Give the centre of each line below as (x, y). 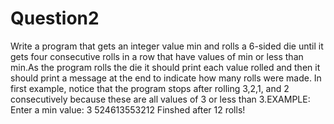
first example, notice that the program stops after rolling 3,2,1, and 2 (150, 88)
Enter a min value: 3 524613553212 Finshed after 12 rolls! (128, 109)
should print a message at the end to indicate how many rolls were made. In (166, 78)
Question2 (55, 18)
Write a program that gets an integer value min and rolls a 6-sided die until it (167, 46)
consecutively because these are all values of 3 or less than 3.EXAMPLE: (160, 99)
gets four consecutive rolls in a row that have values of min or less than (157, 56)
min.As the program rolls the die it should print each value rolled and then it (165, 67)
